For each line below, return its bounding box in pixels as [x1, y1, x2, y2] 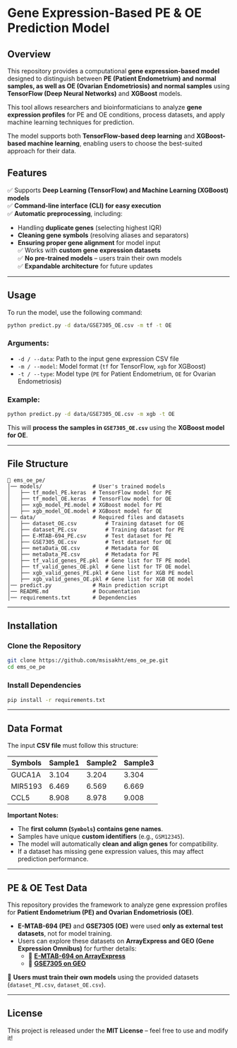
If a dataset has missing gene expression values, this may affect [17, 847, 204, 856]
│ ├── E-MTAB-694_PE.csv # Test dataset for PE [7, 532, 172, 540]
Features [7, 167, 47, 179]
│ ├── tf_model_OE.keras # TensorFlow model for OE [7, 495, 172, 502]
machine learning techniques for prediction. [7, 118, 135, 126]
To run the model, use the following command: [7, 308, 142, 316]
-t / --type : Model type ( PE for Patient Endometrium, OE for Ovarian [17, 369, 217, 378]
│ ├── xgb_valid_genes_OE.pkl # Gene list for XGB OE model [7, 576, 194, 583]
